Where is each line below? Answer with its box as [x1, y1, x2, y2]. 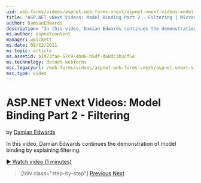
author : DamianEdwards [6, 20, 63, 26]
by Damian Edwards [6, 128, 56, 136]
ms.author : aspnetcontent [6, 31, 71, 37]
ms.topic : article [6, 48, 52, 54]
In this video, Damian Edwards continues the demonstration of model [6, 140, 176, 148]
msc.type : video [6, 70, 47, 76]
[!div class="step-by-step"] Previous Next [20, 170, 124, 177]
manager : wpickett [6, 37, 52, 43]
